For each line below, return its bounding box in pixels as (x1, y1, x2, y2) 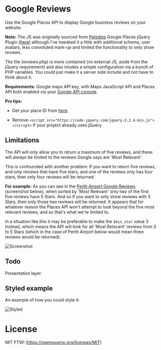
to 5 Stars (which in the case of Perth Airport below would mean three (5, 229, 144, 235)
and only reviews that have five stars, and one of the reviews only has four (5, 169, 153, 175)
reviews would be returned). (5, 234, 61, 239)
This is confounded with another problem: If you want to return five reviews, (5, 163, 156, 169)
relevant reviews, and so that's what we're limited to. (5, 209, 110, 215)
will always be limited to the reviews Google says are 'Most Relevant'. (5, 154, 143, 160)
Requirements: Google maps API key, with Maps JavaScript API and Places (5, 83, 155, 89)
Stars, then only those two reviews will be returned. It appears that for (5, 199, 144, 205)
